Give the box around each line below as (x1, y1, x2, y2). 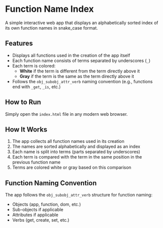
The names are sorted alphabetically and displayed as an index (12, 144, 140, 150)
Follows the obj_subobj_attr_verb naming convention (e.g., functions (12, 78, 153, 84)
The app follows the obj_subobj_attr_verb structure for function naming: (5, 192, 153, 198)
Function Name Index (5, 3, 94, 15)
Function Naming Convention (5, 179, 97, 187)
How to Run (5, 98, 41, 106)
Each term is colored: (12, 63, 56, 68)
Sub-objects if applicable (12, 207, 64, 213)
